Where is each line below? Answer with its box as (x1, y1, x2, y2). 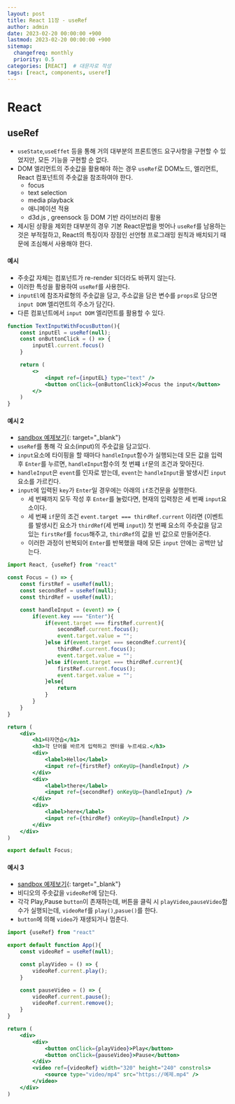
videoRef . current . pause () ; (32, 993, 111, 1000)
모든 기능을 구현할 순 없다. (38, 155, 109, 164)
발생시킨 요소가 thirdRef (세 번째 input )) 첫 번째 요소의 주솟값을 (35, 521, 210, 530)
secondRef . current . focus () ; (57, 626, 139, 633)
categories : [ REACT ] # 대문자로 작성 (7, 62, 112, 69)
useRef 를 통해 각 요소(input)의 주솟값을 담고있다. (17, 442, 150, 451)
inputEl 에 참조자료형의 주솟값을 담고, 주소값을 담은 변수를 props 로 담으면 (17, 291, 218, 299)
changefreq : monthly (13, 50, 73, 57)
